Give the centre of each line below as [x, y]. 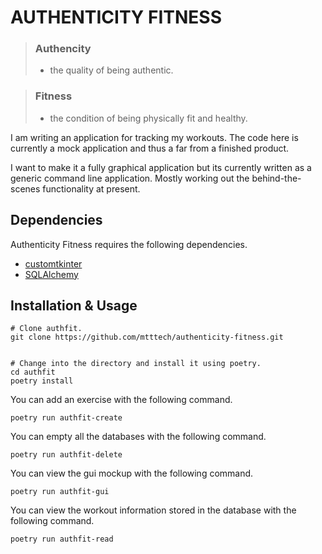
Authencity [63, 49]
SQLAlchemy [51, 274]
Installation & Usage [74, 305]
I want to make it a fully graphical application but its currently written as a [161, 167]
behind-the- [276, 178]
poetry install [42, 381]
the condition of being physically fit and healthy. [148, 118]
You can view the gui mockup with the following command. [132, 473]
